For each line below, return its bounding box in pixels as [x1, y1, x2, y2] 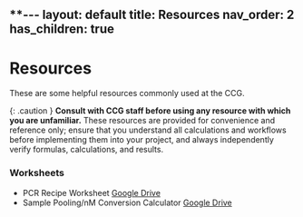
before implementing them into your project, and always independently [9, 134, 275, 145]
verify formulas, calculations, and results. [9, 144, 164, 155]
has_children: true [9, 22, 115, 37]
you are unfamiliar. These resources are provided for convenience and [9, 115, 276, 126]
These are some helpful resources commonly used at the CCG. [9, 88, 245, 99]
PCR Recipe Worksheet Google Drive [22, 187, 161, 198]
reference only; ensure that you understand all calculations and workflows [9, 124, 288, 135]
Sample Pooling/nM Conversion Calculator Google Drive [22, 197, 233, 208]
